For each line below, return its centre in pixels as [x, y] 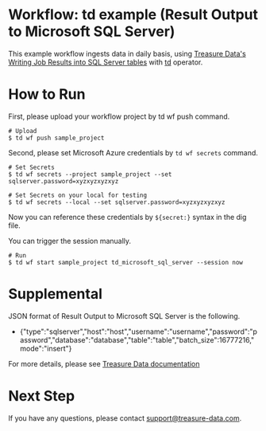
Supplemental [56, 294]
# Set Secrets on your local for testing [78, 195]
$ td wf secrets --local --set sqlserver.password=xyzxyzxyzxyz [117, 202]
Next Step [42, 396]
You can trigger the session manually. [70, 241]
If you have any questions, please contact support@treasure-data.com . [125, 418]
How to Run [47, 94]
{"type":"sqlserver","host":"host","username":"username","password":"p [139, 331]
